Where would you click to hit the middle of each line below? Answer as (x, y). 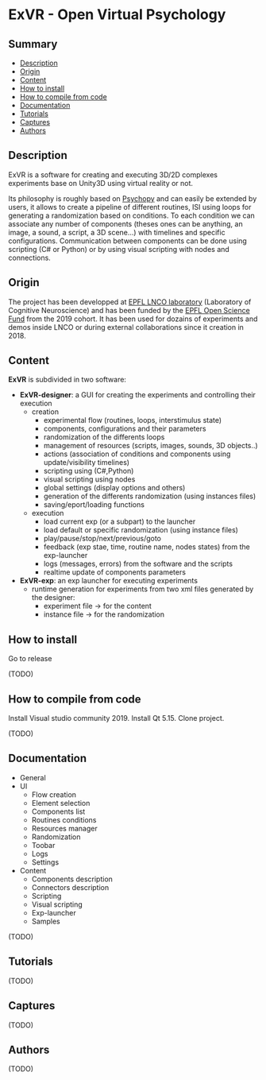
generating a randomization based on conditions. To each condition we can (132, 215)
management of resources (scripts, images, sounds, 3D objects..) (150, 446)
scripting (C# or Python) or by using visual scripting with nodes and (119, 249)
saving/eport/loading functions (94, 505)
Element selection (61, 803)
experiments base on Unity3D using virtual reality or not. (100, 183)
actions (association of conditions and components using (137, 454)
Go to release (30, 659)
